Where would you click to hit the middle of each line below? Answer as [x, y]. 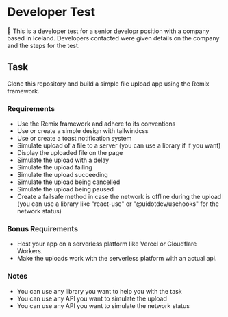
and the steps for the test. [43, 45]
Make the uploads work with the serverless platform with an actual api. [117, 259]
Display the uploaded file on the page [70, 153]
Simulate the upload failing [54, 167]
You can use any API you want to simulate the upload [92, 298]
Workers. [30, 251]
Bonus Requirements [43, 228]
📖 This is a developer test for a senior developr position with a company [108, 31]
